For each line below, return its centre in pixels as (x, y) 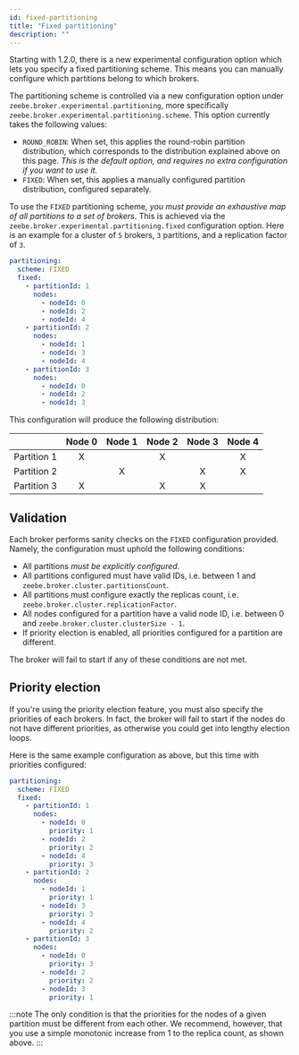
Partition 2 (36, 472)
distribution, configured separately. (87, 190)
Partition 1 (36, 457)
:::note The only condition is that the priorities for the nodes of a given (138, 1014)
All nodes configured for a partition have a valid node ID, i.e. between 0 (153, 613)
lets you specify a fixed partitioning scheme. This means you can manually (146, 69)
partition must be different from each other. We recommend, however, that (146, 1024)
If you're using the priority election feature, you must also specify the (136, 709)
